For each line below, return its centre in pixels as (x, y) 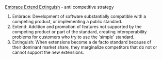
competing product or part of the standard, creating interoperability (79, 32)
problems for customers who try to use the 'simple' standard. (73, 37)
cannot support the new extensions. (48, 52)
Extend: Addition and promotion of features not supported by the (77, 27)
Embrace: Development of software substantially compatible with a (79, 16)
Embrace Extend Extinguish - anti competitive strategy (59, 7)
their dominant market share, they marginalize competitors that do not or (85, 47)
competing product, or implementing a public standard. (67, 22)
